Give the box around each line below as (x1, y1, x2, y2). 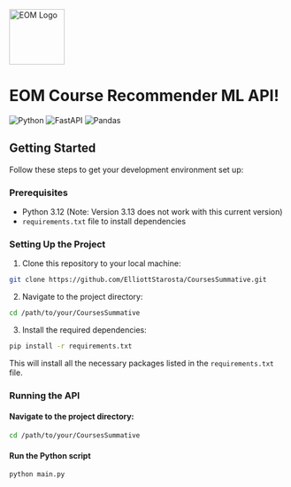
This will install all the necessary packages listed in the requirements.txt (9, 357, 274, 368)
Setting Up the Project (9, 238, 106, 250)
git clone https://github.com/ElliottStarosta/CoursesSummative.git (9, 275, 267, 285)
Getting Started (9, 141, 96, 156)
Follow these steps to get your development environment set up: (9, 164, 244, 175)
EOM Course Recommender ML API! (9, 86, 280, 106)
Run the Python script (9, 450, 91, 460)
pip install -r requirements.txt (9, 342, 133, 351)
